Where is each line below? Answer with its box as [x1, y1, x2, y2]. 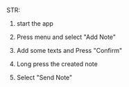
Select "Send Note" [16, 73, 73, 81]
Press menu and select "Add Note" [16, 33, 116, 41]
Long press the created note [16, 60, 98, 68]
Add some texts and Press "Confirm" [16, 47, 123, 54]
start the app [16, 19, 53, 27]
